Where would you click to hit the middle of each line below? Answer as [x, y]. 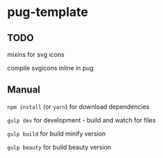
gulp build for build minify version [57, 134]
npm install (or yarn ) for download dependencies [78, 106]
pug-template [48, 12]
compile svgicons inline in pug [50, 68]
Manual [24, 90]
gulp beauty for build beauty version [59, 147]
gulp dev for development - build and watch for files [81, 120]
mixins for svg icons [36, 54]
